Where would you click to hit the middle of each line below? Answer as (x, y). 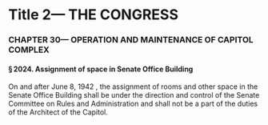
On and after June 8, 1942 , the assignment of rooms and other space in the (133, 87)
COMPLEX (29, 50)
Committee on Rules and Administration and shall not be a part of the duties (133, 104)
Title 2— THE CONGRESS (93, 15)
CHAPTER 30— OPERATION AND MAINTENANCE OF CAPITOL (131, 40)
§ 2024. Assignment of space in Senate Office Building (101, 69)
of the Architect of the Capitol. (58, 112)
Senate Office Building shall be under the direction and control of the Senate (134, 95)
